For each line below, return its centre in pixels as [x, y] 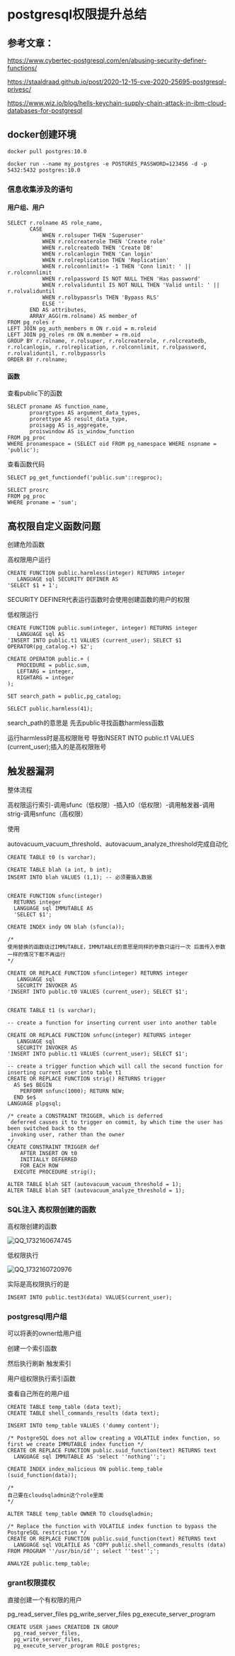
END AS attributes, [58, 309]
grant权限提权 [31, 1583]
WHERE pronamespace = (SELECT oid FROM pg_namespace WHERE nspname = [112, 444]
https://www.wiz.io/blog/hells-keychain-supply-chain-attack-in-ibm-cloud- [117, 103]
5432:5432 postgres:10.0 [44, 170]
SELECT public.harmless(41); [50, 708]
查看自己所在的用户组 [38, 1394]
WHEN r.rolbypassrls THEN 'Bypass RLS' [101, 297]
